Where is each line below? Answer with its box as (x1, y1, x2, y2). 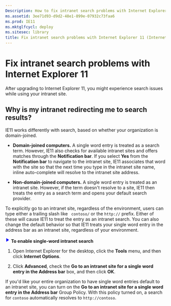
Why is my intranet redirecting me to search (5, 105, 148, 114)
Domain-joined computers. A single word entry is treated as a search (12, 142, 160, 148)
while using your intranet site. (5, 91, 67, 97)
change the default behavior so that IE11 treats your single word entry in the (5, 221, 164, 228)
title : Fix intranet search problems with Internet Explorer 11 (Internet (5, 35, 167, 40)
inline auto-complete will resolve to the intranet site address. (12, 169, 140, 175)
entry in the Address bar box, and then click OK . (12, 268, 116, 274)
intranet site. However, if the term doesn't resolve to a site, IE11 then (12, 184, 155, 190)
